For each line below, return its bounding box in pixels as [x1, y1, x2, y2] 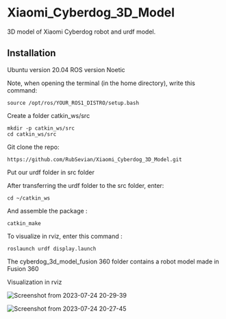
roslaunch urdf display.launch [7, 245, 97, 252]
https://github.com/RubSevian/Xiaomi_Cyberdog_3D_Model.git [7, 156, 183, 163]
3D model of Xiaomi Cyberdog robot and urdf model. [7, 27, 156, 36]
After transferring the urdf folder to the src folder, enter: [7, 181, 164, 189]
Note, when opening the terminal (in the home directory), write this [7, 79, 195, 87]
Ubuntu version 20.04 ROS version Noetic [7, 65, 125, 73]
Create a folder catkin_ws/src [7, 111, 90, 119]
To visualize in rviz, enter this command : [7, 232, 123, 240]
